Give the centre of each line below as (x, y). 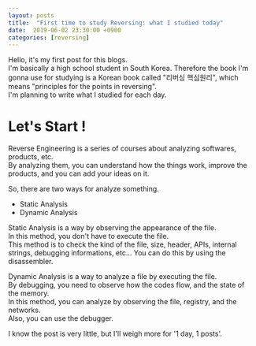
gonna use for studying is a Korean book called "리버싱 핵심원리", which (123, 78)
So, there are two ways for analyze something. (83, 189)
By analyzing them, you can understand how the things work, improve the (128, 166)
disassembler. (31, 262)
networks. (24, 310)
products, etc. (31, 157)
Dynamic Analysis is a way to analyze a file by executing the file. (113, 277)
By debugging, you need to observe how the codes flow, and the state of (126, 285)
